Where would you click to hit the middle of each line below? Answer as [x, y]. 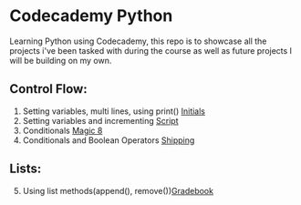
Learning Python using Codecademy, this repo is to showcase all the [138, 41]
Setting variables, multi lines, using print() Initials [114, 111]
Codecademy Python [91, 16]
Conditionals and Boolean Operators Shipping [109, 140]
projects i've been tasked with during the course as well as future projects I [151, 50]
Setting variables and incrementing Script [100, 120]
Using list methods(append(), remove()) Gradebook [118, 190]
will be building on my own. [61, 60]
